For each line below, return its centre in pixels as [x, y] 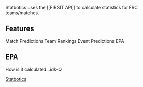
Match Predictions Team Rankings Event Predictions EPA [65, 41]
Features [20, 29]
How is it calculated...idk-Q [34, 69]
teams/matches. [22, 13]
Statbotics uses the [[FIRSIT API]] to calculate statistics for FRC [72, 7]
